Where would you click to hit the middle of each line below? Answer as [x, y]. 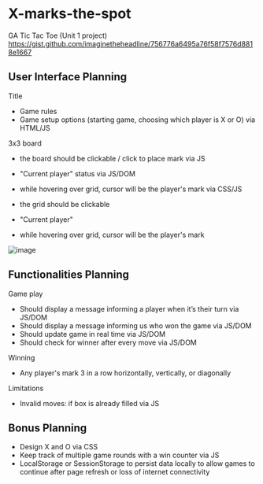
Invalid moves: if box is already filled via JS [89, 403]
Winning [22, 357]
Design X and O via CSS [59, 447]
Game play [26, 294]
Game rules [38, 111]
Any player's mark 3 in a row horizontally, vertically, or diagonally [125, 373]
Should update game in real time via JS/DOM [93, 334]
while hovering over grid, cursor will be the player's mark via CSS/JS [131, 189]
